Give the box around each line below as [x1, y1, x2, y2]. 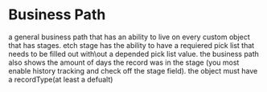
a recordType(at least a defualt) [8, 74, 113, 84]
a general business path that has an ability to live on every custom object [8, 32, 251, 42]
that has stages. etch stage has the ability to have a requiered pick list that [8, 40, 255, 50]
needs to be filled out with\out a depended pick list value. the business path [8, 49, 260, 58]
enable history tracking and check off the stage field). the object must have [8, 66, 258, 75]
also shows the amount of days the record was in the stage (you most [8, 58, 240, 67]
